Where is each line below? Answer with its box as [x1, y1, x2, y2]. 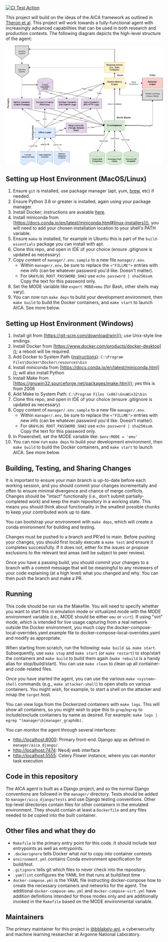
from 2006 [12, 385, 35, 392]
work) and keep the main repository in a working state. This [28, 498, 151, 504]
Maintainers [5, 912, 44, 921]
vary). [12, 289, 25, 295]
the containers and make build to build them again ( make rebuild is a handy [5, 655, 161, 661]
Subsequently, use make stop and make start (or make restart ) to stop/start [5, 650, 161, 656]
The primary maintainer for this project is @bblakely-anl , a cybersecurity [5, 926, 155, 932]
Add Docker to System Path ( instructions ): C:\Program [12, 354, 124, 360]
